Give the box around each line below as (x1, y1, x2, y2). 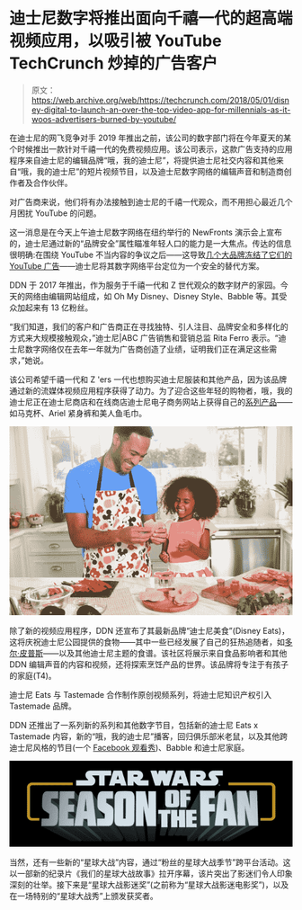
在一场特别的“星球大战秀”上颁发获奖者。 (9, 891, 159, 902)
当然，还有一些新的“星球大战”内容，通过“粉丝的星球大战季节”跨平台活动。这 (9, 857, 291, 868)
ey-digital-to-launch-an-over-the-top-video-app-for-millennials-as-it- (31, 104, 291, 115)
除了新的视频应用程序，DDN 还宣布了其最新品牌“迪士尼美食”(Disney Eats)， (9, 625, 290, 636)
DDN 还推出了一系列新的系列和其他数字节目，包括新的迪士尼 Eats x (9, 719, 259, 730)
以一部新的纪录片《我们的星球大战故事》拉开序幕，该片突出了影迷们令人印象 (9, 869, 293, 879)
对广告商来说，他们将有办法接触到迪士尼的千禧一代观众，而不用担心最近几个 (9, 196, 293, 207)
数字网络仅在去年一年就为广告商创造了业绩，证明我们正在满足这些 (24, 343, 270, 354)
